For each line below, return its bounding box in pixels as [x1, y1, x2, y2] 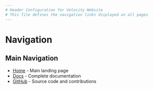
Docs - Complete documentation [12, 73, 81, 79]
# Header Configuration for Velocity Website [5, 7, 103, 13]
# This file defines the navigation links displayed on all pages [5, 12, 148, 17]
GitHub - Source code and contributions [12, 78, 97, 84]
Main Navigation [5, 54, 58, 63]
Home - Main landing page [12, 67, 69, 73]
